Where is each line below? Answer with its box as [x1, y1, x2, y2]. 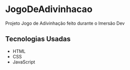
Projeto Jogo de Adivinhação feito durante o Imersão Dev [5, 20, 125, 26]
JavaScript [12, 59, 35, 65]
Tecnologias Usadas [5, 35, 71, 43]
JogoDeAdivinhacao [5, 4, 93, 15]
